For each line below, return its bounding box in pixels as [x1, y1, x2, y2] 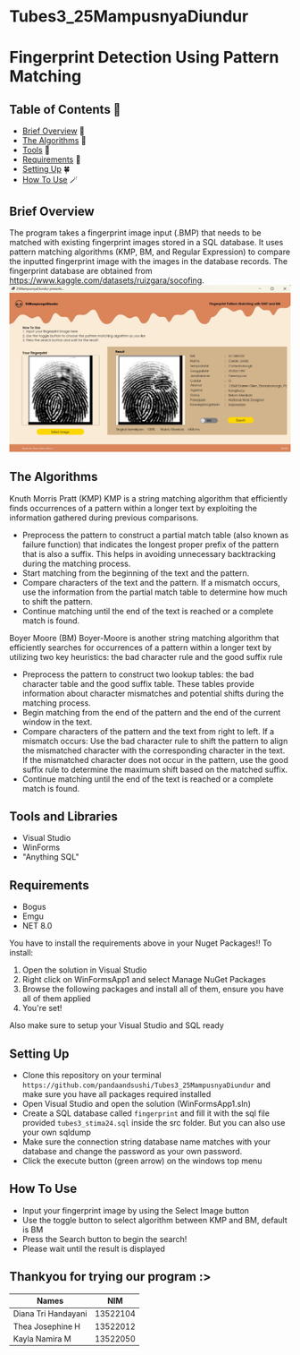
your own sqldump [21, 1127, 92, 1138]
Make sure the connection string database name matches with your [21, 1136, 271, 1147]
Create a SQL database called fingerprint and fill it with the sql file [21, 1108, 271, 1119]
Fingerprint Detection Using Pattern [9, 47, 279, 68]
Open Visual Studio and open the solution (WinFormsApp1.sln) [21, 1099, 252, 1110]
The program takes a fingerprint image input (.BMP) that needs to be [9, 227, 262, 238]
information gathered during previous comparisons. [9, 512, 199, 523]
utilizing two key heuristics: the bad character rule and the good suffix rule [9, 651, 283, 662]
